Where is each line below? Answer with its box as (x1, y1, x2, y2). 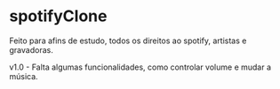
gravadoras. (9, 44, 53, 55)
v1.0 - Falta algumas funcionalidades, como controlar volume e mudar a (9, 62, 272, 72)
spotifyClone (9, 6, 108, 26)
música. (9, 70, 38, 81)
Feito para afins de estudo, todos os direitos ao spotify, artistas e (9, 35, 247, 46)
